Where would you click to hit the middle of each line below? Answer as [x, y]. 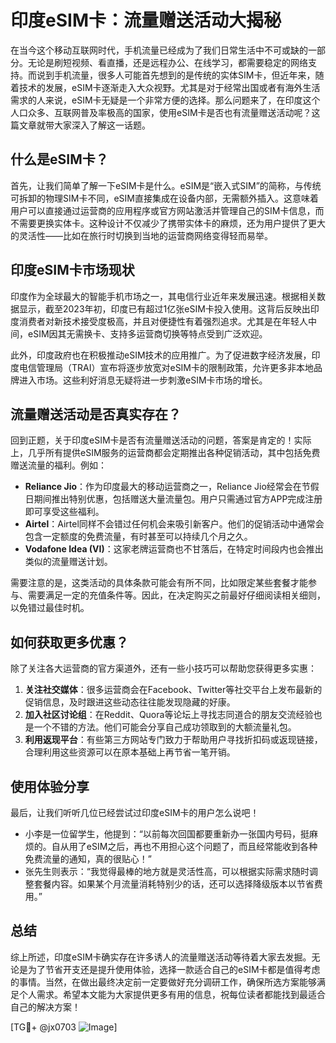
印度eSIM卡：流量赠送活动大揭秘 [146, 20]
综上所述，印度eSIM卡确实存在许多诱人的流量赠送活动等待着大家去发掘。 [161, 957]
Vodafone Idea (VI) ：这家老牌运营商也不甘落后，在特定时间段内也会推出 [174, 549]
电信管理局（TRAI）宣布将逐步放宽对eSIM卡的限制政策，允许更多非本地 [166, 367]
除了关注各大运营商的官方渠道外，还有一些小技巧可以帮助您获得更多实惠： [163, 668]
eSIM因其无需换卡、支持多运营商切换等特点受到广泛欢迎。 [147, 333]
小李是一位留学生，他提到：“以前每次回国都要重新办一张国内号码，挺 [167, 834]
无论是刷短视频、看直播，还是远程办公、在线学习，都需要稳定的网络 [167, 62]
